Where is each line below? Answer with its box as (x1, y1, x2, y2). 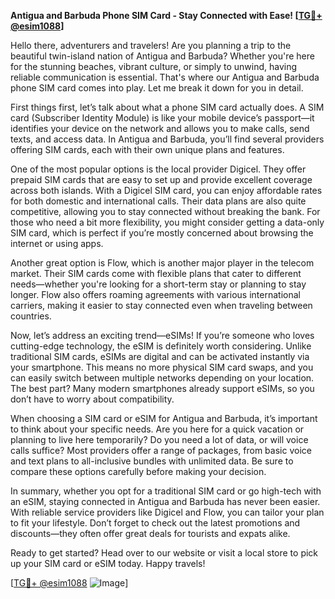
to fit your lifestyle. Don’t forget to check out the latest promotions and (10, 517, 301, 529)
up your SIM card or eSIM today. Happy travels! (10, 558, 206, 569)
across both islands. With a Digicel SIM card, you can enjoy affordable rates (10, 185, 323, 196)
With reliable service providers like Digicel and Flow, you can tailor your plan (10, 506, 325, 518)
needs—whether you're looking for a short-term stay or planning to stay (10, 278, 307, 290)
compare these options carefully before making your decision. (10, 466, 267, 477)
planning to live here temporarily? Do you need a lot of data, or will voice (10, 434, 309, 445)
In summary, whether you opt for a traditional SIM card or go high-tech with (10, 485, 322, 497)
